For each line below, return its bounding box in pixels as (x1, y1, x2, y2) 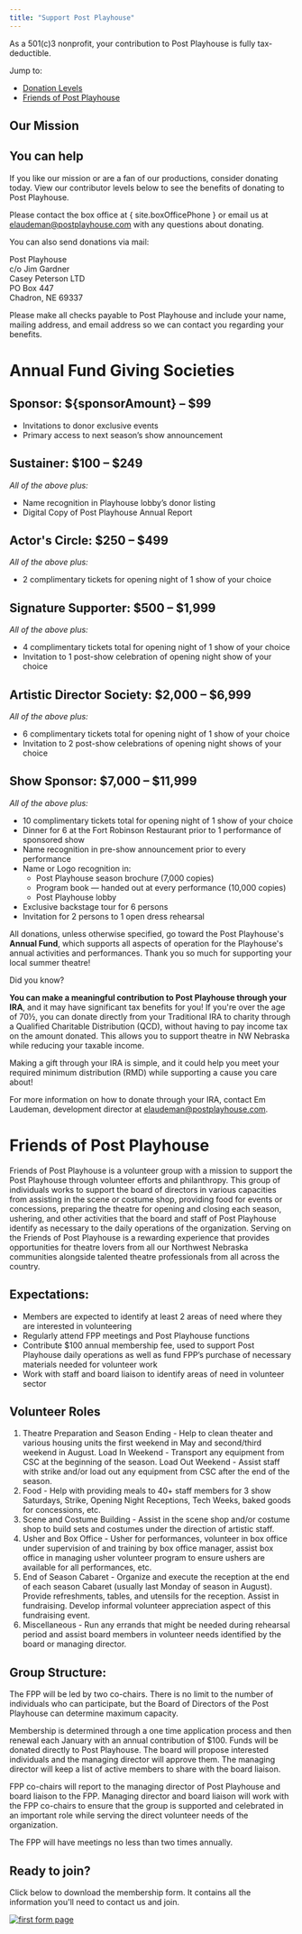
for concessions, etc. (22, 1505, 101, 1516)
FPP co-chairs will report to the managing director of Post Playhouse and (9, 1782, 281, 1792)
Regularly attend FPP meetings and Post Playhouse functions (22, 1330, 251, 1341)
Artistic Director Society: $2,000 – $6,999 (9, 687, 252, 702)
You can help (9, 149, 84, 164)
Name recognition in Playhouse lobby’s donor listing (22, 497, 216, 508)
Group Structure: (9, 1664, 106, 1680)
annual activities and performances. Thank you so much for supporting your (9, 948, 292, 958)
